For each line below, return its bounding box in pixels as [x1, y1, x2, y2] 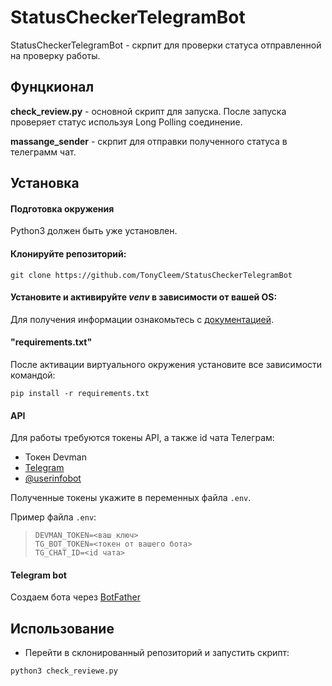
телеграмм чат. [10, 146, 77, 158]
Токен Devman [24, 451, 88, 463]
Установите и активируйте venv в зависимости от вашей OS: [10, 291, 278, 303]
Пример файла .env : [10, 511, 97, 523]
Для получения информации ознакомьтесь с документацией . [10, 313, 275, 325]
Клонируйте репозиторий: [10, 247, 127, 260]
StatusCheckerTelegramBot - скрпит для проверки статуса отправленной [10, 39, 322, 51]
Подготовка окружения [10, 202, 115, 215]
